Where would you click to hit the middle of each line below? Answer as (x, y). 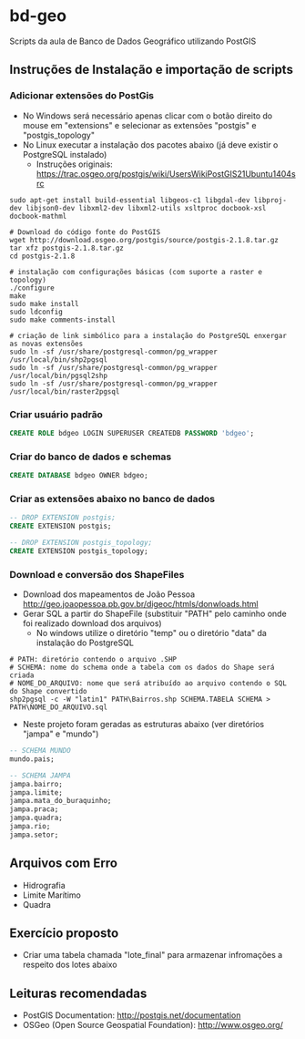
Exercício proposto (64, 934)
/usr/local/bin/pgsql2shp (58, 375)
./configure (32, 288)
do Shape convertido (49, 692)
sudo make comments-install (63, 320)
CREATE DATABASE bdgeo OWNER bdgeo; (79, 476)
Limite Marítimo (52, 895)
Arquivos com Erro (64, 864)
